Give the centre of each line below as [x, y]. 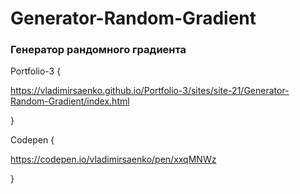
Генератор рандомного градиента [98, 50]
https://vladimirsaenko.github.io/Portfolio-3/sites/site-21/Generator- [150, 91]
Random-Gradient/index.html [70, 101]
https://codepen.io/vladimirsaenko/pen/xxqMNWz [113, 159]
